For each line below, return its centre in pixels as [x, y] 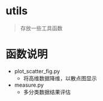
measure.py [29, 85]
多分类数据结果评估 [47, 92]
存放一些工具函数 [41, 28]
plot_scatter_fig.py [37, 71]
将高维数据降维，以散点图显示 [60, 78]
